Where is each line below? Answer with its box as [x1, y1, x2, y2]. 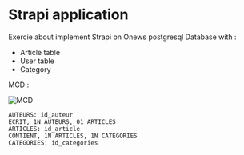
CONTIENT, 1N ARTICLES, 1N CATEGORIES [8, 132, 138, 140]
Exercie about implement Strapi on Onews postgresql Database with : [8, 32, 238, 42]
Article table [19, 47, 61, 57]
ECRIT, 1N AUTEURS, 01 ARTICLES [8, 117, 116, 125]
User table [19, 56, 54, 66]
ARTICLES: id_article [8, 125, 81, 133]
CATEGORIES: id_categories [8, 138, 98, 147]
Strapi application [8, 6, 129, 24]
